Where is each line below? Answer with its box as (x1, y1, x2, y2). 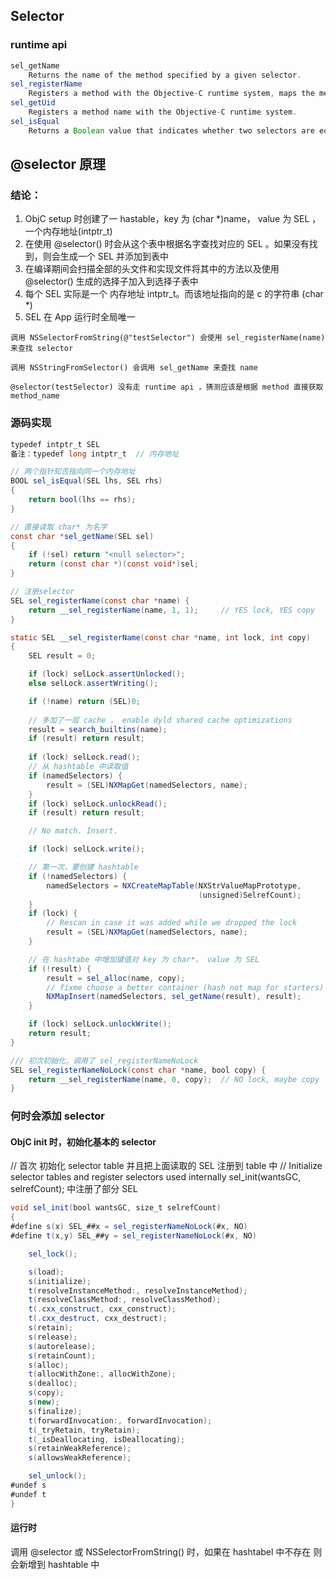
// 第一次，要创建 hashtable (28, 862, 139, 873)
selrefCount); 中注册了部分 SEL (10, 1183, 138, 1195)
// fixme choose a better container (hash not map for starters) (46, 982, 325, 993)
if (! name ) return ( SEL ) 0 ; (28, 696, 141, 706)
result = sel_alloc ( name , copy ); (46, 973, 186, 983)
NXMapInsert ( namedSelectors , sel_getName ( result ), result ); (46, 992, 302, 1002)
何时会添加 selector (10, 1109, 105, 1123)
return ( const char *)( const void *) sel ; (28, 559, 199, 569)
